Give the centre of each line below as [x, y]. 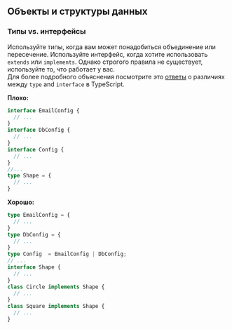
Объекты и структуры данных [77, 12]
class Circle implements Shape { [56, 287]
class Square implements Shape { [56, 307]
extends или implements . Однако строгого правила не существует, [105, 62]
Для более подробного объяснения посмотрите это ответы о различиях [116, 76]
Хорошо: [21, 202]
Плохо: [18, 98]
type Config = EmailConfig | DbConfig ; [67, 254]
